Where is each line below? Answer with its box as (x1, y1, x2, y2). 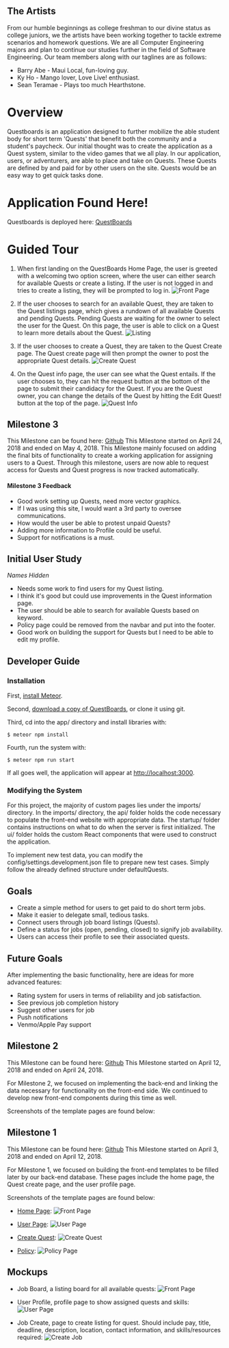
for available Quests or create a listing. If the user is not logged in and (16, 279, 213, 287)
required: (16, 1333, 43, 1341)
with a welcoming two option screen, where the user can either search (16, 271, 216, 280)
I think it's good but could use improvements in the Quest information (16, 592, 213, 600)
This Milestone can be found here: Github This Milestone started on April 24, (7, 437, 223, 445)
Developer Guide (7, 655, 81, 667)
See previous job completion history (16, 998, 119, 1007)
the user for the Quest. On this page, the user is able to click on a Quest (16, 321, 219, 330)
